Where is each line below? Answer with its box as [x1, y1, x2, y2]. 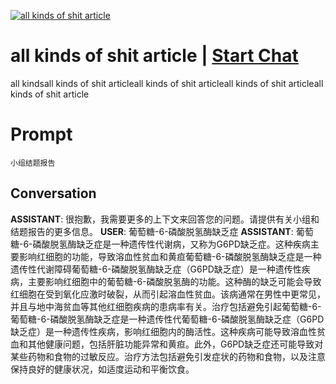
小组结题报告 [10, 158, 56, 168]
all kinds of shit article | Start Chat [10, 45, 299, 67]
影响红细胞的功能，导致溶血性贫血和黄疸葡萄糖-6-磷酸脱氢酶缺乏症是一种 [18, 250, 322, 262]
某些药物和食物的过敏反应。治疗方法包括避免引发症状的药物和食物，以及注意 [10, 350, 326, 362]
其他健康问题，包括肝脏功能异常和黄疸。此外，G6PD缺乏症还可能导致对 [27, 338, 324, 350]
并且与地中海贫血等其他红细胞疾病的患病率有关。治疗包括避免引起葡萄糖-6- [10, 300, 322, 312]
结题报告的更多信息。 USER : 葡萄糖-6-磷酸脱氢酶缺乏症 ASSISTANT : [10, 225, 294, 237]
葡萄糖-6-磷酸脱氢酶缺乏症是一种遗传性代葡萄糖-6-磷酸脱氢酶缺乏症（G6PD [10, 313, 325, 325]
